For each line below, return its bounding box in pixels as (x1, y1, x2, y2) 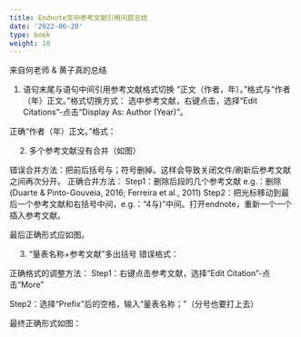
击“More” (9, 279, 45, 291)
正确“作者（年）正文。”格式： (9, 126, 116, 137)
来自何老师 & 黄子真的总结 (9, 64, 107, 75)
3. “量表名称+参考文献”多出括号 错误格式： (19, 249, 179, 260)
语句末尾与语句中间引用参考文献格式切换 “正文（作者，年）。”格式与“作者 (22, 84, 291, 95)
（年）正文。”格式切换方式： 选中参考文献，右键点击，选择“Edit (22, 95, 258, 106)
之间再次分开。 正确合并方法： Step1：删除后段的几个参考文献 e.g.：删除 (9, 176, 282, 187)
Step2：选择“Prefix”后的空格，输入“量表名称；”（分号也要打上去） (9, 299, 259, 310)
